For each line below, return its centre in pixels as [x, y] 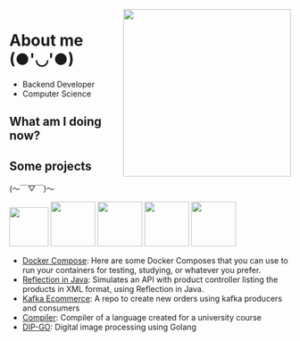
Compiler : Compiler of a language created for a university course [142, 318]
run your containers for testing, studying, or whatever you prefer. [142, 270]
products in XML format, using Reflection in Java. [113, 289]
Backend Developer [58, 84]
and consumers [51, 308]
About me [46, 41]
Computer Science [57, 94]
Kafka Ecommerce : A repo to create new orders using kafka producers [152, 299]
